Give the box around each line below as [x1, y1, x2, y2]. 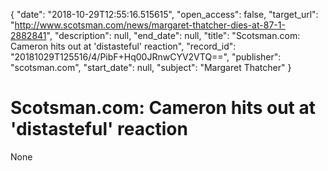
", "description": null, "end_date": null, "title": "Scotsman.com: [46, 30, 301, 41]
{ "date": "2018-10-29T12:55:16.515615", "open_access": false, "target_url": [10, 9, 319, 20]
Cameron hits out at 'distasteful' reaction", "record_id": [10, 40, 237, 52]
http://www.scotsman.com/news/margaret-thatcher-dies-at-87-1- [14, 19, 286, 31]
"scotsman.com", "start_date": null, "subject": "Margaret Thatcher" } [10, 62, 292, 73]
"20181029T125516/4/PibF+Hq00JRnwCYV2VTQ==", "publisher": [10, 51, 282, 63]
